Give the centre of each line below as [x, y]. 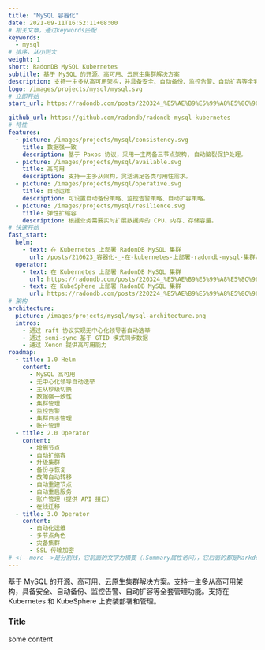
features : [24, 133]
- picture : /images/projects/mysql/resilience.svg [100, 206]
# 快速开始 [24, 228]
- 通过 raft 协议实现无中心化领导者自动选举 [87, 331]
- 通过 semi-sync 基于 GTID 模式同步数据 [85, 338]
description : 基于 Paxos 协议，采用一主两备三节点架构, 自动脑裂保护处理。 [134, 155]
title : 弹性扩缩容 [50, 213]
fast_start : [28, 235]
